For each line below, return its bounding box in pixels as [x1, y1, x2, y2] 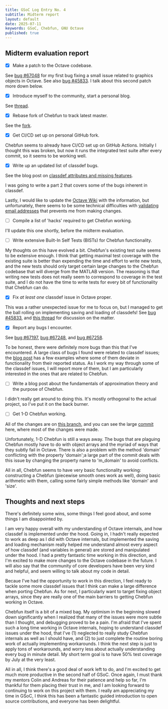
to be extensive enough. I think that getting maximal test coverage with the [5, 253, 159, 259]
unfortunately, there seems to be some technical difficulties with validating [5, 203, 159, 209]
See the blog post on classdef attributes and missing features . [5, 173, 133, 179]
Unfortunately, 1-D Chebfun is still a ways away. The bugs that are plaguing [5, 436, 160, 442]
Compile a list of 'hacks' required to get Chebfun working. [12, 218, 132, 224]
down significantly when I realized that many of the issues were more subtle [5, 614, 162, 620]
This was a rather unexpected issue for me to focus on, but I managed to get [5, 304, 163, 310]
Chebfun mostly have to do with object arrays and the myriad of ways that [5, 441, 158, 447]
